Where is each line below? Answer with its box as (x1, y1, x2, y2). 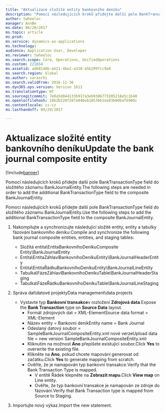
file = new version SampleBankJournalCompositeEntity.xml (27, 336, 146, 342)
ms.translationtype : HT (5, 89, 54, 94)
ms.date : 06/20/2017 (5, 25, 48, 30)
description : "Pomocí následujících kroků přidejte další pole (5, 12, 138, 17)
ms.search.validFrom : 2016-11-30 (5, 80, 74, 85)
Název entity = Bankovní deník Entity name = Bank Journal (27, 320, 145, 326)
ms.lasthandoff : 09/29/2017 (5, 107, 63, 113)
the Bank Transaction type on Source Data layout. (20, 304, 122, 310)
